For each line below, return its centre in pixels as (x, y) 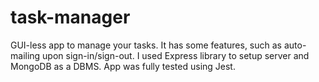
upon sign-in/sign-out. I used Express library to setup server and (176, 55)
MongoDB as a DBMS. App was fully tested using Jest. (123, 66)
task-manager (70, 17)
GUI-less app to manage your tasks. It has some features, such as (146, 45)
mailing (25, 55)
